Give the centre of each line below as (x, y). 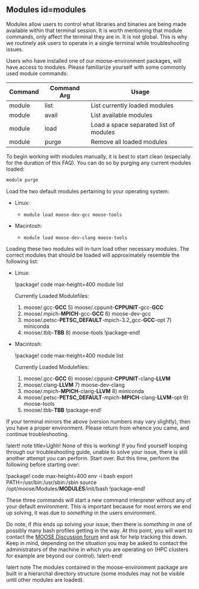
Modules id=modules (46, 10)
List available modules (122, 115)
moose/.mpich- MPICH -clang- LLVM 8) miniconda (84, 391)
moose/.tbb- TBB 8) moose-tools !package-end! (82, 332)
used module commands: (37, 73)
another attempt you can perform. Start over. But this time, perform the (93, 458)
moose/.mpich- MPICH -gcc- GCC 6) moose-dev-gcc (87, 313)
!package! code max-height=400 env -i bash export (70, 476)
